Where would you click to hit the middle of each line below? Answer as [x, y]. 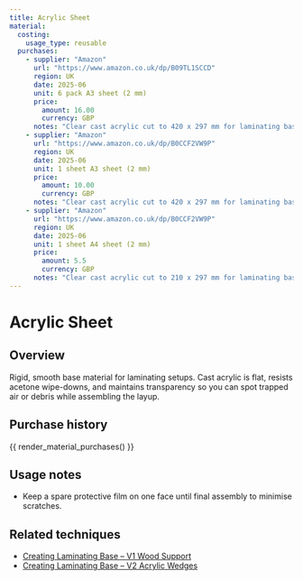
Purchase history [59, 425]
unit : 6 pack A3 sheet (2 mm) [90, 93]
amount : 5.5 [64, 261]
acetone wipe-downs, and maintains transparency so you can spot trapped [149, 387]
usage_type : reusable [66, 43]
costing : [34, 34]
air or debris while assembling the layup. [85, 396]
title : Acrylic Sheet [50, 18]
